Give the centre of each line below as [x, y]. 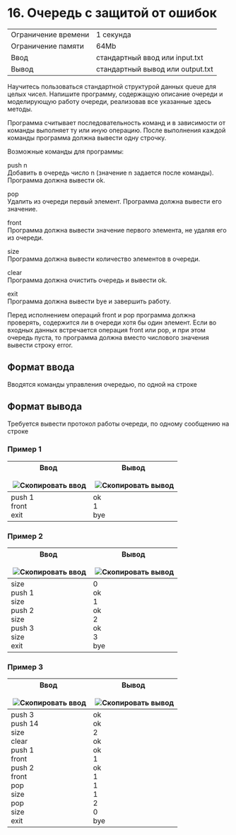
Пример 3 [25, 667]
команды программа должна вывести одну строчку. [87, 138]
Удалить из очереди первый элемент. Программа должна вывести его [115, 201]
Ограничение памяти [48, 46]
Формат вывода [45, 407]
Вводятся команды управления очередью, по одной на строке [102, 384]
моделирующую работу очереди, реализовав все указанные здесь [110, 101]
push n [17, 165]
